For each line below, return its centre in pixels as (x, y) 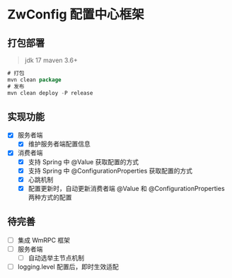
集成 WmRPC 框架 (44, 240)
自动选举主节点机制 (56, 257)
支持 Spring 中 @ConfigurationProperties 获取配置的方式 (110, 170)
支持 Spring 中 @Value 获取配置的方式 (83, 162)
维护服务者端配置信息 (59, 144)
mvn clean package (34, 80)
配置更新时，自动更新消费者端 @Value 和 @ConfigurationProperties (126, 188)
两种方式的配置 (50, 197)
